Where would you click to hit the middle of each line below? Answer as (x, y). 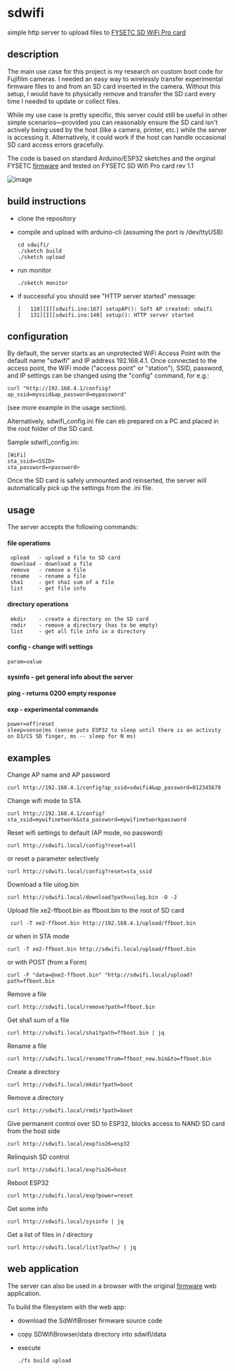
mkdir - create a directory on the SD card (80, 619)
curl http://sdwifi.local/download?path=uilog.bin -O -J (92, 897)
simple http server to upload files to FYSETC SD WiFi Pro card (96, 32)
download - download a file (51, 564)
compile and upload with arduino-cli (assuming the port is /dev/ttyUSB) (120, 232)
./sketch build (40, 251)
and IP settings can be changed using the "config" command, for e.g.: (108, 376)
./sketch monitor (43, 283)
